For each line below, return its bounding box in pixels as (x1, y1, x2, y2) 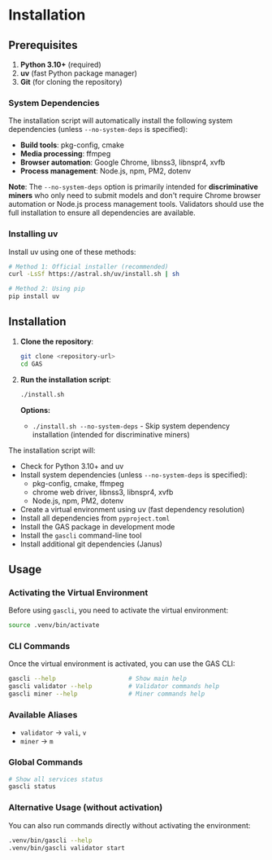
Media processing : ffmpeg (19, 149, 111, 159)
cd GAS (19, 360, 43, 368)
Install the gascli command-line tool (19, 530, 142, 540)
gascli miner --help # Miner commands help (8, 690, 205, 698)
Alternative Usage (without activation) (8, 802, 163, 814)
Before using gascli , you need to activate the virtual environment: (8, 605, 229, 616)
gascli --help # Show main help (8, 674, 187, 683)
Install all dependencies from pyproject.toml (19, 513, 171, 523)
